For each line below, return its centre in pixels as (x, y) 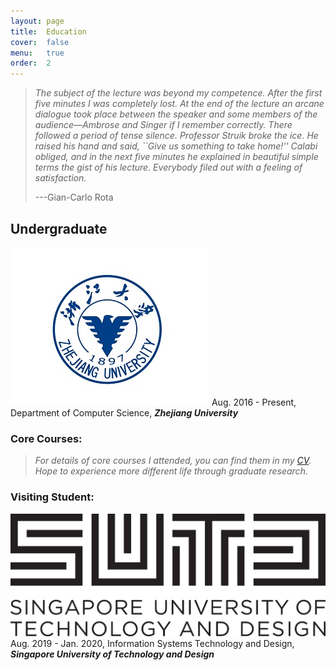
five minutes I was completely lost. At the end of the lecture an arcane (179, 104)
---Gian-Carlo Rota (74, 197)
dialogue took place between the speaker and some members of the (176, 114)
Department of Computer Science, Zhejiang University (124, 412)
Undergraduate (59, 228)
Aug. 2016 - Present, (254, 402)
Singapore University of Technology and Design (112, 654)
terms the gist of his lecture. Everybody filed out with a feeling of (168, 167)
